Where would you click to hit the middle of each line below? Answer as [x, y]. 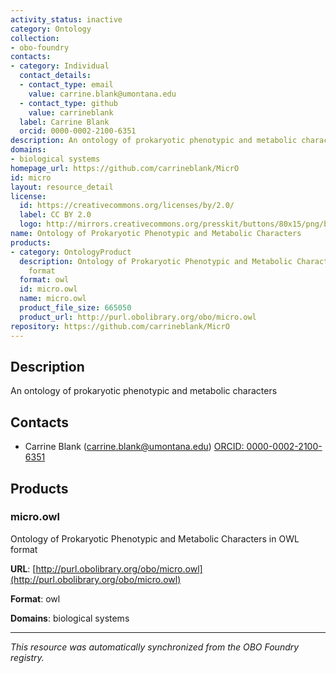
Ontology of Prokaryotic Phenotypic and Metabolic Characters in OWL [155, 538]
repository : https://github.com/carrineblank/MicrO [120, 326]
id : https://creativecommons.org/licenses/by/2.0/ [127, 206]
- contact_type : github [68, 103]
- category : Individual [60, 66]
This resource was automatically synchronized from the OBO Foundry [155, 647]
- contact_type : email [66, 85]
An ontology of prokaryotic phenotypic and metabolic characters [144, 391]
